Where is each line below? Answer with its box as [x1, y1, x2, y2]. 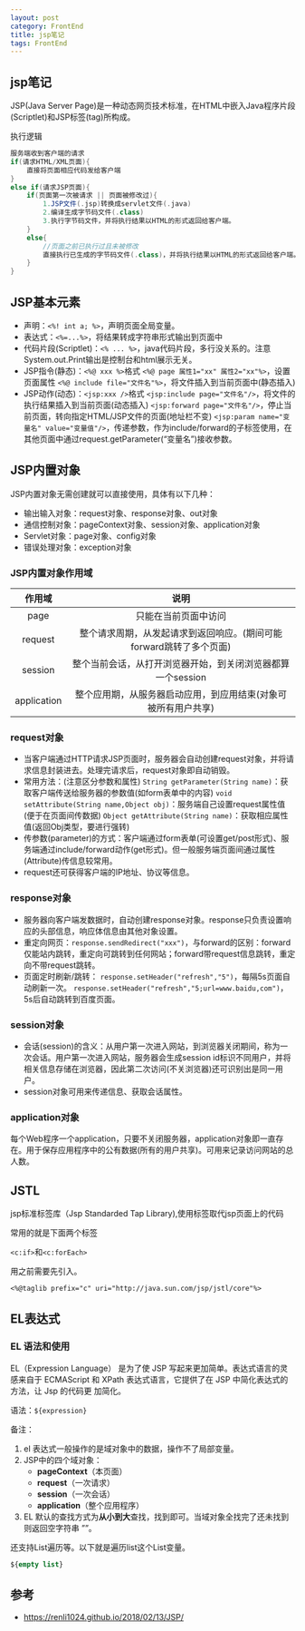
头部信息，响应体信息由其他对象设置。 [39, 925, 183, 936]
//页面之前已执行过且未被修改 [43, 241, 139, 250]
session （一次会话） [36, 1489, 116, 1499]
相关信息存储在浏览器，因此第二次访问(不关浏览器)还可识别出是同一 [23, 1063, 276, 1074]
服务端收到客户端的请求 [10, 149, 85, 159]
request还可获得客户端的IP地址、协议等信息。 [23, 867, 195, 878]
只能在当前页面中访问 [135, 610, 227, 622]
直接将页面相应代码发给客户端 [26, 165, 121, 175]
